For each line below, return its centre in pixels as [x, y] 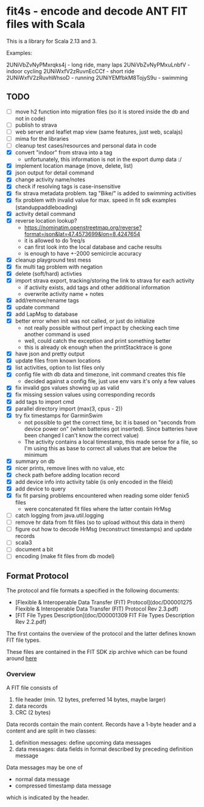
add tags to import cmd [44, 401]
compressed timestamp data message [63, 786]
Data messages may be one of [45, 767]
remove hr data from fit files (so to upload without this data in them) [100, 522]
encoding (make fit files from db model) [65, 556]
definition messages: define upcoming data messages [83, 742]
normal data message [42, 779]
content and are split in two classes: [51, 731]
